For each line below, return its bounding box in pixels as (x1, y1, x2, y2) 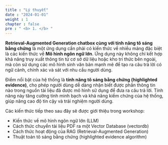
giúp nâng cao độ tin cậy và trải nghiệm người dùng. (5, 98, 114, 104)
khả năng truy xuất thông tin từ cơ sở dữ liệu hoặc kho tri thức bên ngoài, (5, 56, 157, 62)
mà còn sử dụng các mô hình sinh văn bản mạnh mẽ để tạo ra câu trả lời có (5, 62, 162, 68)
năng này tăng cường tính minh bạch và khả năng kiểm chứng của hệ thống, (5, 93, 163, 99)
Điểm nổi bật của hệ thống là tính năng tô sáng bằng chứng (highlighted (5, 77, 157, 83)
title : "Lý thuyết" (5, 7, 49, 13)
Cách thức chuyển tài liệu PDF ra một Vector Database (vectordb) (12, 123, 149, 129)
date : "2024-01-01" (5, 12, 49, 17)
